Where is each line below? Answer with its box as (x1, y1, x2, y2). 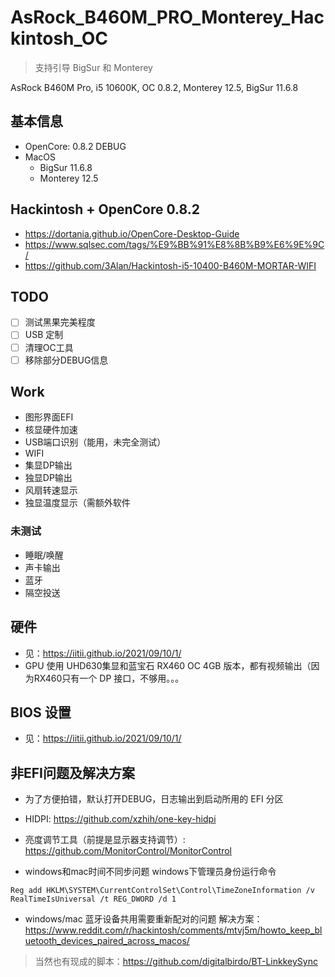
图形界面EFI (24, 411, 74, 423)
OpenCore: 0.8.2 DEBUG (24, 140, 127, 152)
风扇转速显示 (24, 484, 78, 496)
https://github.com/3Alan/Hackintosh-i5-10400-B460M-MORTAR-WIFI (24, 259, 317, 271)
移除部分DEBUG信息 (24, 354, 109, 366)
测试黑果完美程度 (24, 316, 96, 328)
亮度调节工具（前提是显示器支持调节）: (24, 834, 186, 846)
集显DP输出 (24, 459, 73, 471)
